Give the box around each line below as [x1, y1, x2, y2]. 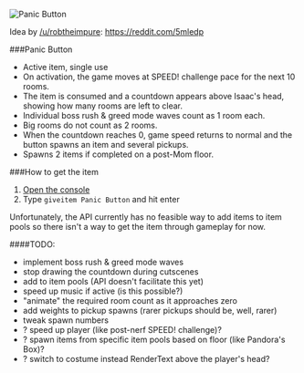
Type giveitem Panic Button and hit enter [22, 194, 180, 204]
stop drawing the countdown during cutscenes [22, 266, 199, 277]
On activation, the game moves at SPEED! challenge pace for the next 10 [22, 71, 296, 82]
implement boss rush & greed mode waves [22, 256, 184, 267]
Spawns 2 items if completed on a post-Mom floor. [22, 149, 215, 160]
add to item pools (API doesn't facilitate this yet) [22, 276, 204, 286]
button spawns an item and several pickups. [22, 140, 189, 150]
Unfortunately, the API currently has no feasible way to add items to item [9, 212, 283, 223]
